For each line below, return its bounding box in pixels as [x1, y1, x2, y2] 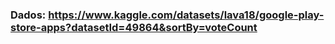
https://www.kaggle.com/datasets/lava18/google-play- [48, 8, 325, 22]
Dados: [10, 8, 47, 22]
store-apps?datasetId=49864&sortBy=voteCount [10, 20, 258, 34]
